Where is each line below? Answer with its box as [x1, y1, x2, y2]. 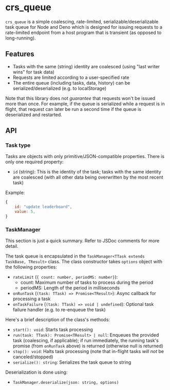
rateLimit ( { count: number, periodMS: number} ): [12, 274, 118, 280]
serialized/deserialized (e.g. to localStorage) [12, 85, 107, 91]
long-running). [5, 35, 36, 41]
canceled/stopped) [12, 354, 53, 360]
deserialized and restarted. [5, 111, 63, 118]
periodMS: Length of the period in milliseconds [20, 285, 120, 291]
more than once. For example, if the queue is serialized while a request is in [5, 101, 165, 107]
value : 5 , [14, 209, 36, 215]
